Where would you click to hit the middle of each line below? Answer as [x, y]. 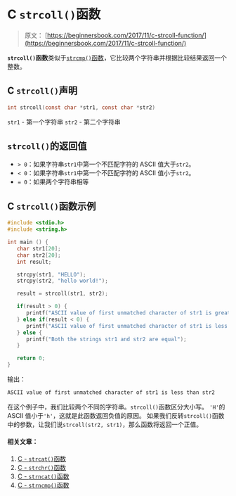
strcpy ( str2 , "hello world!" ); [63, 281]
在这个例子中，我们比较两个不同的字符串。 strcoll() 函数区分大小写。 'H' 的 [116, 407]
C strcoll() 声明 [42, 91]
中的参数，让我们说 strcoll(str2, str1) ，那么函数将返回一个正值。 [105, 424]
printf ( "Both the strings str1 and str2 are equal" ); [106, 339]
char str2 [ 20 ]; [39, 255]
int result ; [34, 262]
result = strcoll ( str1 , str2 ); [63, 294]
